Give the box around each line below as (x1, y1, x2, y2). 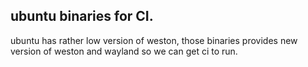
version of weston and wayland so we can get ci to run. (10, 45, 238, 57)
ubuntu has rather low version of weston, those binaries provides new (10, 34, 298, 46)
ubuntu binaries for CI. (10, 8, 154, 25)
